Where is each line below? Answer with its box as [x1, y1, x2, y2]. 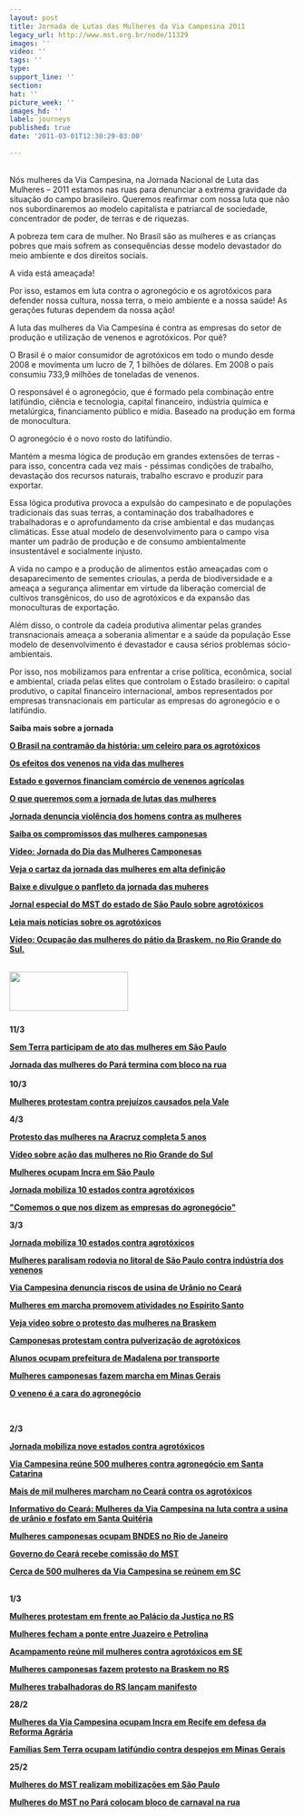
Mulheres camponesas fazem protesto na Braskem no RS [9, 1663, 230, 1674]
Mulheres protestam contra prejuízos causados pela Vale [9, 1095, 230, 1106]
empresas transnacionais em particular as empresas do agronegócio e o [9, 695, 280, 706]
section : [9, 81, 43, 90]
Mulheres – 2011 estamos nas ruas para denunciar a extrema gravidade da [9, 184, 288, 195]
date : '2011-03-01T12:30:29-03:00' [9, 132, 144, 141]
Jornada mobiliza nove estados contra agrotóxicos [9, 1440, 206, 1451]
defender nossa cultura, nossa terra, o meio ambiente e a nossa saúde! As [9, 295, 288, 306]
